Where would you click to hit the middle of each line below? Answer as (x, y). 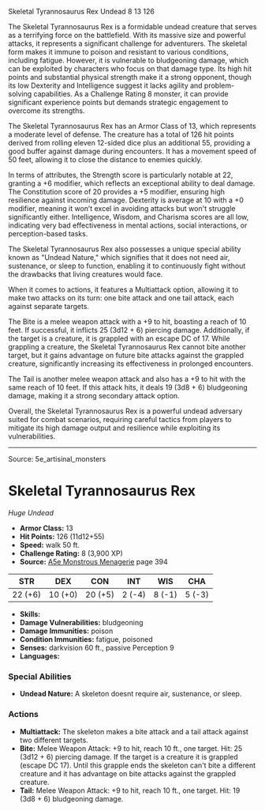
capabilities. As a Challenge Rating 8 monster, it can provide (131, 94)
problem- (219, 85)
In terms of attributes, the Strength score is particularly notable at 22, (121, 175)
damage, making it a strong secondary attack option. (94, 396)
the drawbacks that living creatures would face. (86, 274)
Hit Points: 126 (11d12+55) (62, 536)
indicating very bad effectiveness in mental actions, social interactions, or (128, 225)
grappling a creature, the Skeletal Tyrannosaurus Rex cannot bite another (127, 347)
